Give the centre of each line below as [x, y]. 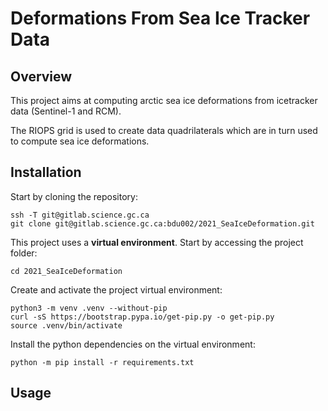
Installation [46, 172]
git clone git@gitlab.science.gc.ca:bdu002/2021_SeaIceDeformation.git [162, 223]
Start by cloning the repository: [74, 196]
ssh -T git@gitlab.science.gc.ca [80, 215]
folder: [24, 253]
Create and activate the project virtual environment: [116, 289]
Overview [41, 76]
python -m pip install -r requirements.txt [102, 362]
